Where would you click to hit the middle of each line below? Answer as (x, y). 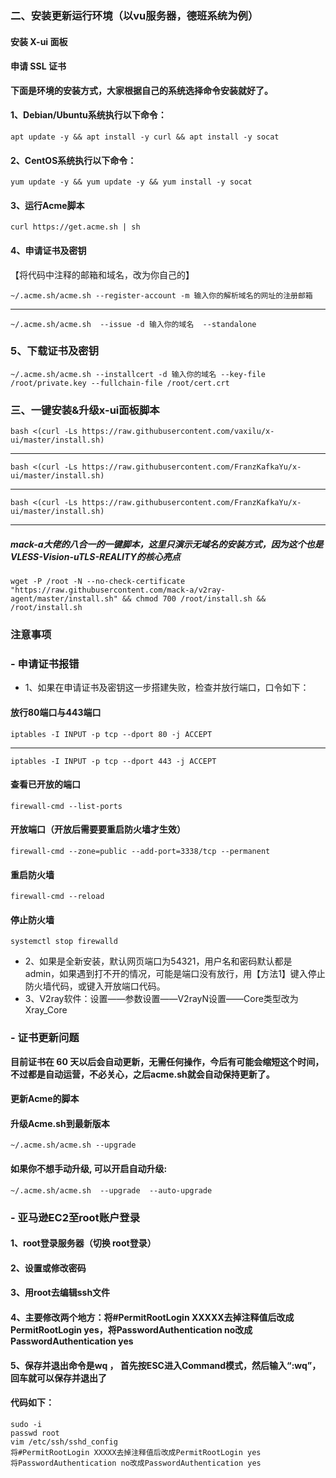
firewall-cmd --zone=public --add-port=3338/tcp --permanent (140, 851)
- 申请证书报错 (45, 664)
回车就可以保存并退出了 (58, 1378)
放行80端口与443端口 (56, 712)
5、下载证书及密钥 (55, 351)
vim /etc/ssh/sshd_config (64, 1442)
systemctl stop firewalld (64, 942)
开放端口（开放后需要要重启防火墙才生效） (98, 829)
